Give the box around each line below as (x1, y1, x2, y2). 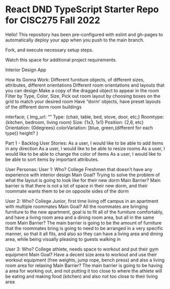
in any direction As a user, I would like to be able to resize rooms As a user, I (5, 145, 165, 152)
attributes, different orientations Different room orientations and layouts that (5, 82, 165, 88)
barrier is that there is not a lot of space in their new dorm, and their (5, 182, 148, 189)
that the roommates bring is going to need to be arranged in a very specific (5, 225, 163, 231)
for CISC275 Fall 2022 (5, 14, 101, 26)
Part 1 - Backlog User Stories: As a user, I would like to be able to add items (5, 140, 163, 146)
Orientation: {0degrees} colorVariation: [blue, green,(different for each (5, 125, 153, 131)
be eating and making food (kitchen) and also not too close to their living (5, 273, 158, 279)
